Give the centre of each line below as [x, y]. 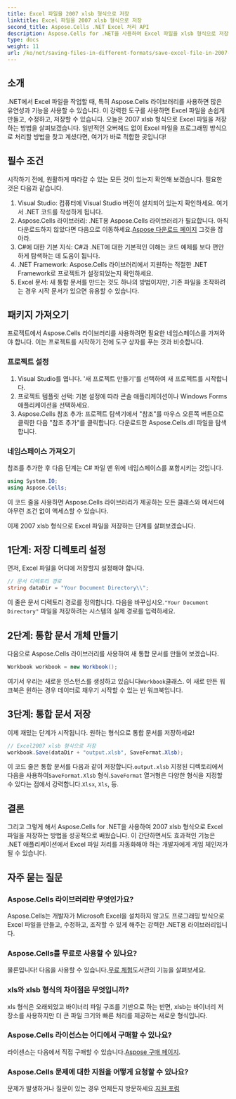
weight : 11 [23, 46]
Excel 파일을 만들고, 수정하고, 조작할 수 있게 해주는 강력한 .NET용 [97, 924]
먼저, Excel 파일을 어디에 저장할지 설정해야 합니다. [76, 568]
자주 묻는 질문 [35, 877]
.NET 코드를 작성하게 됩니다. [64, 212]
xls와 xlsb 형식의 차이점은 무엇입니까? [68, 990]
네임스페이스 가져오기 [41, 451]
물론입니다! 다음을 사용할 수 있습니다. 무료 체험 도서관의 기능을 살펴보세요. [106, 970]
